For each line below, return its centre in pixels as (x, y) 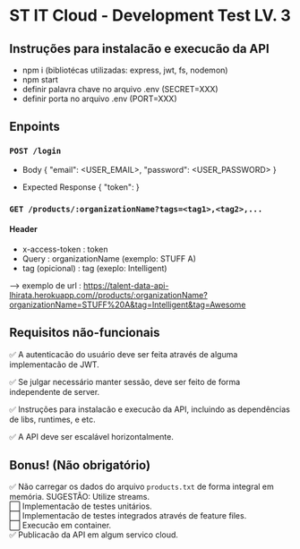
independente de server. (55, 391)
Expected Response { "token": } (81, 187)
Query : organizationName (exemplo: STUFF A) (109, 258)
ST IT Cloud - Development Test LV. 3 (150, 16)
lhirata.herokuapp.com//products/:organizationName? (108, 295)
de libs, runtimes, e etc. (52, 419)
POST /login (35, 151)
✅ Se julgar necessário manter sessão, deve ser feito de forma (125, 382)
